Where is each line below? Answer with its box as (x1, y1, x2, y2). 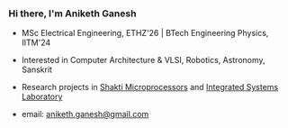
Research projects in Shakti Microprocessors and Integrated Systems (21, 82, 279, 93)
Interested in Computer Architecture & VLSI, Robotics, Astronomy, (21, 55, 266, 66)
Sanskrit (21, 64, 53, 75)
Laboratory (21, 91, 63, 102)
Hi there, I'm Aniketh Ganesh (8, 7, 137, 20)
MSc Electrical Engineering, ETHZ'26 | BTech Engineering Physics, (21, 28, 269, 39)
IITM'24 (21, 37, 51, 48)
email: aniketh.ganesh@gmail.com (21, 109, 149, 120)
